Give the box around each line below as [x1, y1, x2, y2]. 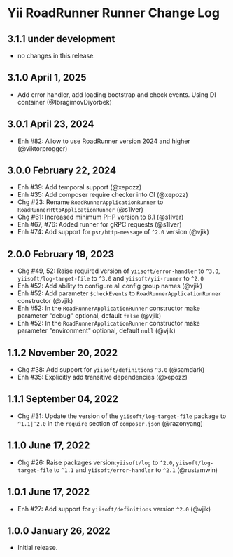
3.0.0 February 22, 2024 [7, 165, 117, 177]
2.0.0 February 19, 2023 [7, 248, 115, 260]
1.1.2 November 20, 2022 [7, 347, 118, 358]
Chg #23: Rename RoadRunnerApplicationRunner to [17, 198, 164, 206]
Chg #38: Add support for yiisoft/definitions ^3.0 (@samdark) [17, 365, 205, 374]
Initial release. [17, 544, 58, 552]
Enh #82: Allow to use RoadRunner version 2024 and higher [17, 137, 190, 145]
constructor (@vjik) [17, 297, 73, 305]
